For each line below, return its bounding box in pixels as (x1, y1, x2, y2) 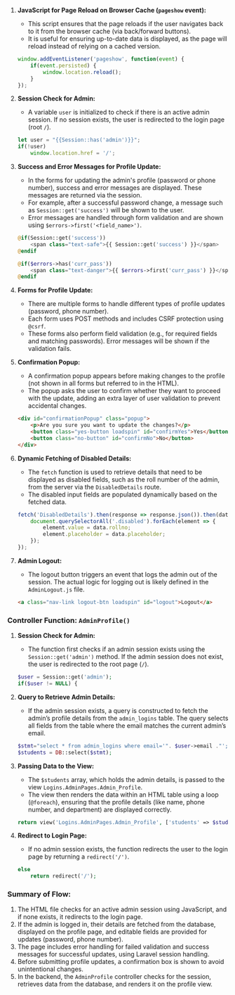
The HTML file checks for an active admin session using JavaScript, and (17, 905, 227, 913)
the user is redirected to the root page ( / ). (27, 660, 149, 669)
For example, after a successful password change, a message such (27, 198, 223, 207)
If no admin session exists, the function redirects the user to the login (27, 845, 228, 854)
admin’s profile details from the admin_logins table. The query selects (27, 714, 229, 722)
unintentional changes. (17, 965, 84, 973)
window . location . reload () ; (43, 68, 122, 76)
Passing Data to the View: (17, 762, 95, 770)
